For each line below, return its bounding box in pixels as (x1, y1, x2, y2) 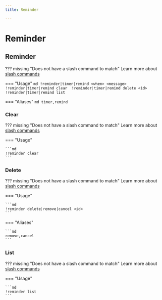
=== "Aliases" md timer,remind (5, 98, 68, 104)
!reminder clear (5, 151, 39, 156)
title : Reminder (5, 7, 39, 12)
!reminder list (5, 289, 37, 294)
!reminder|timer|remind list (5, 90, 65, 95)
